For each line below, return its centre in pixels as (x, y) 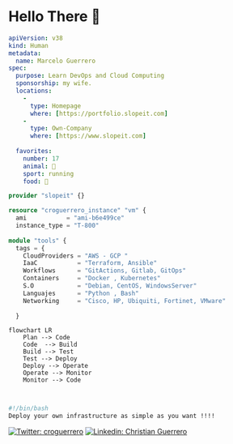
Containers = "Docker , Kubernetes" (92, 279)
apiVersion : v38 (36, 38)
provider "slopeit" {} (47, 196)
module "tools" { (38, 241)
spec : (17, 68)
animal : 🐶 (40, 166)
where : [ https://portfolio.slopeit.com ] (99, 113)
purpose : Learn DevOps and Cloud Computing (90, 76)
